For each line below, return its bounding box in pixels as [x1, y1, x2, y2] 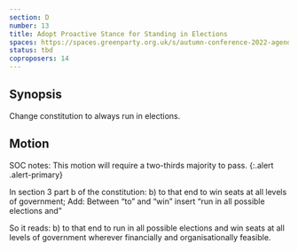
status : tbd [9, 46, 53, 55]
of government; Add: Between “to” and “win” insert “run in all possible [9, 196, 265, 207]
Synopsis [9, 87, 62, 102]
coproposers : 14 [9, 54, 69, 63]
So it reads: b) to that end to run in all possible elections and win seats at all [9, 223, 286, 233]
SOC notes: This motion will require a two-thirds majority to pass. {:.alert [9, 160, 274, 170]
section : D [9, 12, 50, 22]
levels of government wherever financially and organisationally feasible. [9, 231, 271, 242]
